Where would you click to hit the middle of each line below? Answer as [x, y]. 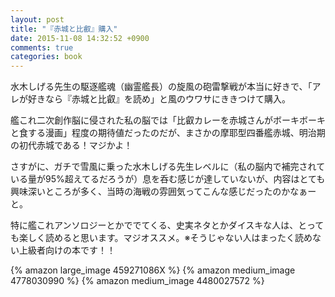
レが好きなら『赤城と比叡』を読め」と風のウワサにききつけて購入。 [150, 99]
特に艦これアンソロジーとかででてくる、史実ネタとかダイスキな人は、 [154, 225]
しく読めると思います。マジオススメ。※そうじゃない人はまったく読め [170, 238]
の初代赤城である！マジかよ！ [71, 145]
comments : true [42, 47]
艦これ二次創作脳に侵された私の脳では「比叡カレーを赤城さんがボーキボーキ [168, 120]
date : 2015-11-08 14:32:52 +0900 [80, 38]
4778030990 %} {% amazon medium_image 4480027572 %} [137, 281]
